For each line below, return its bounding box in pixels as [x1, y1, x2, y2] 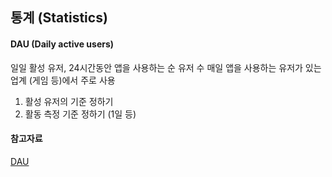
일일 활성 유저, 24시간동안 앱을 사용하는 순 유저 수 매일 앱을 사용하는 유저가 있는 [10, 61, 322, 73]
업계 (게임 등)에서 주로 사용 [10, 74, 116, 86]
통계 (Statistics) [10, 9, 108, 27]
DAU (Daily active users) [10, 38, 115, 50]
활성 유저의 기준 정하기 [24, 95, 114, 107]
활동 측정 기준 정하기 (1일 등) [24, 108, 137, 120]
